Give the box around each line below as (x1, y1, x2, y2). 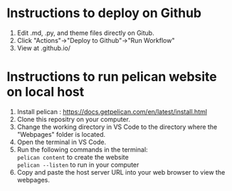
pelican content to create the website (16, 153, 129, 161)
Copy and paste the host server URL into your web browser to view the (16, 167, 226, 176)
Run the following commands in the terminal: (16, 145, 148, 154)
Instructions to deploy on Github (6, 5, 202, 21)
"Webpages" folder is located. (16, 130, 106, 138)
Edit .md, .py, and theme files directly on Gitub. (16, 29, 154, 37)
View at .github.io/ (16, 43, 71, 52)
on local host (6, 84, 85, 100)
